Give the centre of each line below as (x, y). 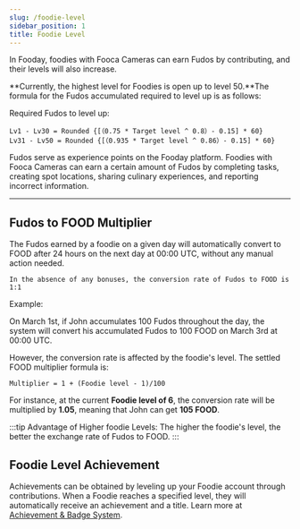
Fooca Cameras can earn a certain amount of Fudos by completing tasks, (144, 167)
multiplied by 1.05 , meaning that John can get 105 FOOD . (115, 410)
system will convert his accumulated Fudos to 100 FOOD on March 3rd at (144, 331)
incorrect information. (49, 186)
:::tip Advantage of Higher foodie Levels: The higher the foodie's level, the (145, 427)
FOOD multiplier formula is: (59, 367)
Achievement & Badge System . (66, 515)
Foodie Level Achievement (84, 465)
